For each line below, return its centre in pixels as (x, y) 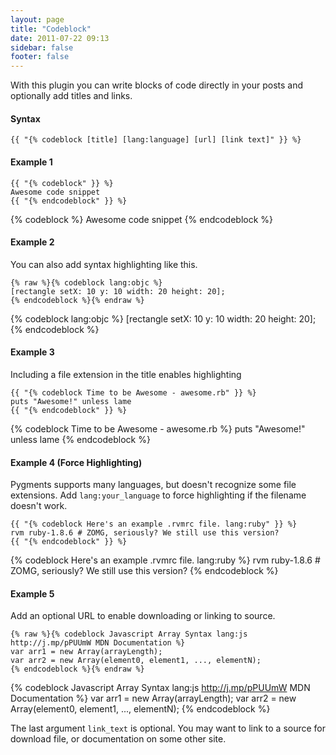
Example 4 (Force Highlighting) (76, 462)
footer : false (40, 57)
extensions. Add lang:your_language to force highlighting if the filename (158, 495)
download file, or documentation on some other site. (118, 739)
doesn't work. (39, 506)
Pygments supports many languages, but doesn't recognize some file (153, 485)
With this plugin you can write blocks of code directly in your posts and (157, 85)
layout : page (37, 19)
